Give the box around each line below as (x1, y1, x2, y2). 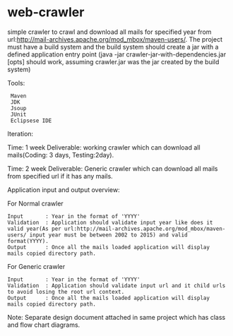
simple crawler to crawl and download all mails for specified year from (7, 28, 212, 36)
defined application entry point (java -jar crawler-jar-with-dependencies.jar (7, 50, 227, 59)
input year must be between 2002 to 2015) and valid (29, 231, 189, 239)
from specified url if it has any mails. (7, 172, 113, 180)
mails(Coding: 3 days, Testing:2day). (7, 150, 114, 159)
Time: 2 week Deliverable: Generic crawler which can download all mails (7, 164, 218, 173)
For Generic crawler (7, 262, 66, 270)
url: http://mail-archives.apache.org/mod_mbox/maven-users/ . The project (7, 35, 222, 43)
